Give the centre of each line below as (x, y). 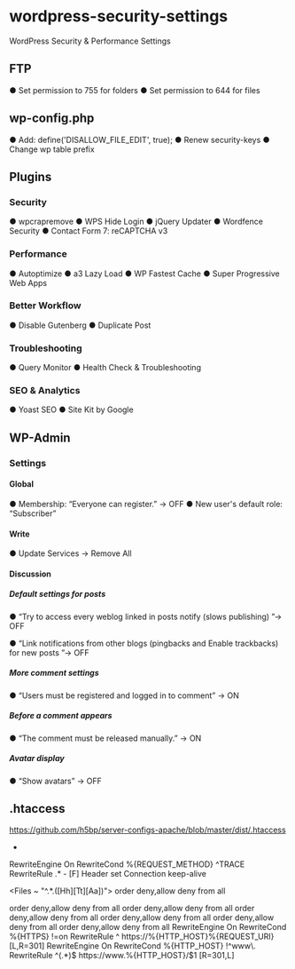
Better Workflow (45, 306)
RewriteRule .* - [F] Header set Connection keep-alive (108, 874)
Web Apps (28, 282)
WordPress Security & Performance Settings (90, 41)
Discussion (30, 574)
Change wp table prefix (52, 149)
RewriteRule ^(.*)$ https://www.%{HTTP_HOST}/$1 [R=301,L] (122, 956)
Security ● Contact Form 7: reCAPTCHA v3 (89, 231)
